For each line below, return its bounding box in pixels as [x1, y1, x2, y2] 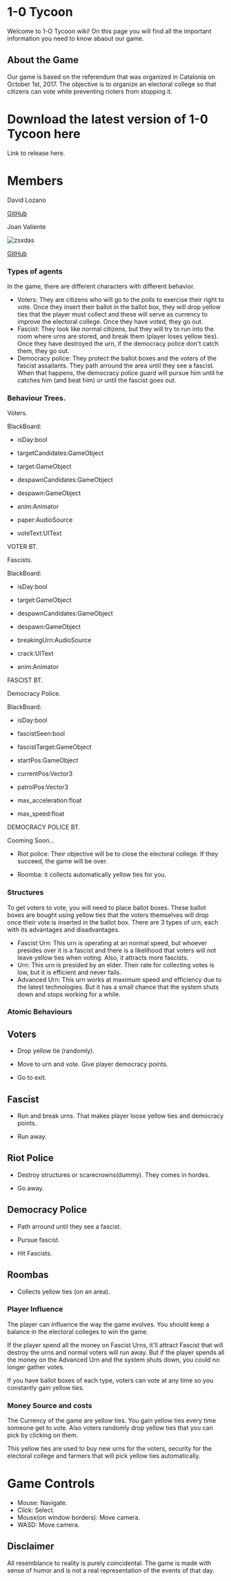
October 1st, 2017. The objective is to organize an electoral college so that [7, 80, 217, 88]
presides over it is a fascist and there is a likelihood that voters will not [17, 946, 217, 954]
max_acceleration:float [17, 796, 82, 805]
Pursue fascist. [17, 1236, 60, 1244]
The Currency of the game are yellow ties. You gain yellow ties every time [7, 1416, 217, 1424]
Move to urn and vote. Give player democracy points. [17, 1060, 168, 1069]
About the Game [7, 54, 79, 66]
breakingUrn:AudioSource [17, 636, 92, 645]
